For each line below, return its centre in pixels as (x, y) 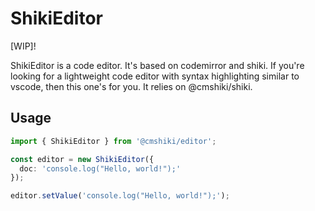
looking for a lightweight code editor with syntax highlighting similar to (155, 76)
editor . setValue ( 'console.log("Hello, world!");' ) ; (120, 196)
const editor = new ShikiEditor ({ (82, 159)
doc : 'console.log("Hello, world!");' (100, 168)
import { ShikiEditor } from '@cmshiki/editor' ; (113, 141)
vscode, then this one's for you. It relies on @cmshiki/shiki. (131, 86)
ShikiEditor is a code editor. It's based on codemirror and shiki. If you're (157, 65)
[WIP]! (23, 46)
